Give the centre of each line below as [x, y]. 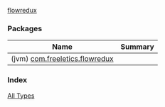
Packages [25, 28]
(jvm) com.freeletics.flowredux [62, 59]
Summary [137, 47]
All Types [21, 96]
